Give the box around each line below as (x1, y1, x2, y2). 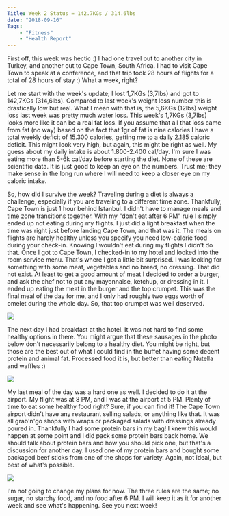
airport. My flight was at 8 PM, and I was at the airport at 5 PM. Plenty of (7, 395, 211, 404)
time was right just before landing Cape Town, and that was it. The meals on (7, 227, 221, 235)
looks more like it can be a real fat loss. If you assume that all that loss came (7, 119, 221, 127)
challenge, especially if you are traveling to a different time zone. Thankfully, (7, 197, 222, 206)
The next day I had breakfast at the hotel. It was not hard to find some (7, 325, 204, 334)
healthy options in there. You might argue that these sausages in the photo (7, 333, 217, 341)
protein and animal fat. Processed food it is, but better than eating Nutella (7, 354, 214, 363)
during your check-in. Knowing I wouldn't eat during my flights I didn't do (7, 241, 213, 249)
